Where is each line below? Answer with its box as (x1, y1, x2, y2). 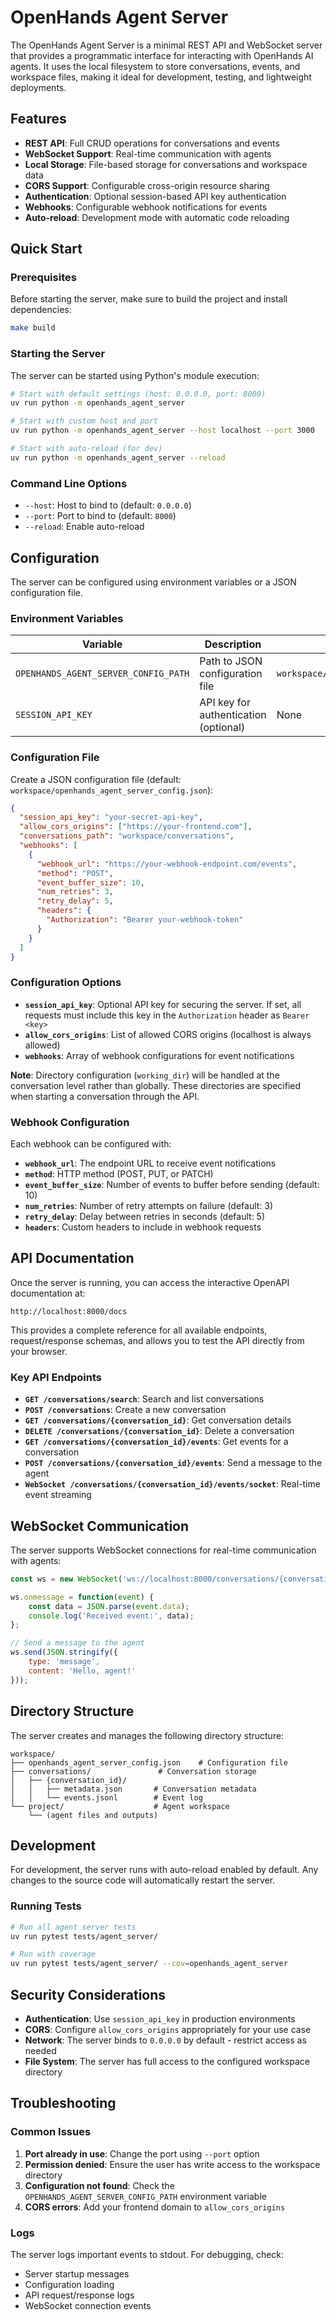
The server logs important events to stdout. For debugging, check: (10, 2248, 285, 2260)
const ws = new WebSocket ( (10, 1574, 123, 1584)
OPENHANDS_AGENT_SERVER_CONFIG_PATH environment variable (24, 2190, 267, 2202)
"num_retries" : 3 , (36, 887, 114, 897)
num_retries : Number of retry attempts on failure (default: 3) (24, 1200, 274, 1212)
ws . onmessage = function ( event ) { (10, 1592, 155, 1602)
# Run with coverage (10, 1949, 97, 1960)
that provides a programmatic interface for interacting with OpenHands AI (10, 49, 314, 61)
